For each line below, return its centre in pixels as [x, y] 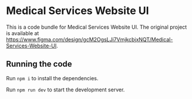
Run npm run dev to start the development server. [65, 90]
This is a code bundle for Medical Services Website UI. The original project [97, 27]
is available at [23, 33]
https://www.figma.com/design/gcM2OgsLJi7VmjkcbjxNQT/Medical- [90, 39]
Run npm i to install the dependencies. [52, 78]
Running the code [39, 64]
